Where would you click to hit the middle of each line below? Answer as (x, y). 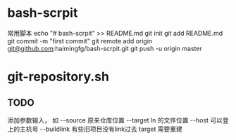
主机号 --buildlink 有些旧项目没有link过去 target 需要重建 (101, 129)
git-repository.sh (58, 77)
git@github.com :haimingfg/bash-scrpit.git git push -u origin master (105, 48)
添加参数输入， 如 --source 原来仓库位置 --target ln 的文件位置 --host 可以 (115, 120)
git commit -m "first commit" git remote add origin (80, 41)
